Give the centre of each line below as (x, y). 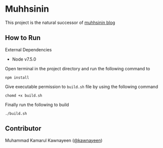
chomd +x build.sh (24, 95)
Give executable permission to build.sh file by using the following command (81, 86)
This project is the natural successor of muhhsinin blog (60, 22)
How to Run (23, 38)
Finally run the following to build (37, 105)
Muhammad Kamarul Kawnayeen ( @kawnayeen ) (54, 140)
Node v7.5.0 (24, 59)
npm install (17, 77)
